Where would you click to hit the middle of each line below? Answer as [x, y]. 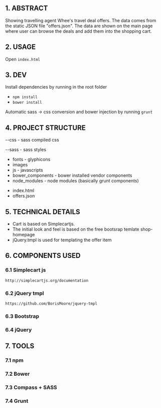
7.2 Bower [18, 374]
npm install [25, 97]
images [20, 165]
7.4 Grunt [17, 401]
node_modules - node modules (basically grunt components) [75, 181]
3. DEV [16, 75]
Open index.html [23, 59]
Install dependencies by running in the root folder [56, 87]
